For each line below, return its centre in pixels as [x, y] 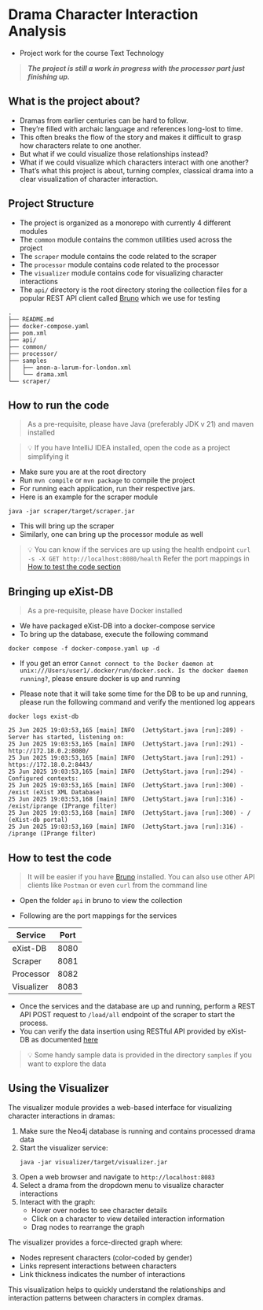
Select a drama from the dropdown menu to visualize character [122, 1185]
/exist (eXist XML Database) [56, 793]
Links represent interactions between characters [98, 1266]
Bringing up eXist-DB [61, 592]
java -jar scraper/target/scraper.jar [71, 512]
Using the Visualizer [58, 1088]
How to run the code [59, 405]
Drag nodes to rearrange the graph [88, 1227]
